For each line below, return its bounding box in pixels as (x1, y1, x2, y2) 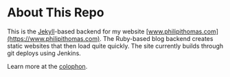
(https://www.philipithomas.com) (7, 34, 100, 42)
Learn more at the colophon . (7, 62, 88, 70)
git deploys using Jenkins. (7, 49, 81, 57)
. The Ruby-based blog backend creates (99, 34, 214, 42)
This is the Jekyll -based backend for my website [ (7, 27, 149, 35)
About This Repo (7, 5, 104, 20)
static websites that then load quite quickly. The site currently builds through (7, 42, 224, 50)
